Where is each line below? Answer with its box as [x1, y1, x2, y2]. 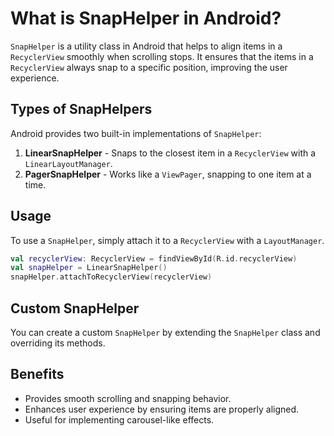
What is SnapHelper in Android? [10, 7, 282, 30]
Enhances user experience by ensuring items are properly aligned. [24, 403, 300, 415]
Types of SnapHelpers [10, 101, 153, 118]
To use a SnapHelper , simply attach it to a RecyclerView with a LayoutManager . [10, 234, 325, 246]
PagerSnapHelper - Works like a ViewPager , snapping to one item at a [24, 168, 312, 180]
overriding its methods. [10, 337, 106, 349]
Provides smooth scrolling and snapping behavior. [24, 392, 232, 404]
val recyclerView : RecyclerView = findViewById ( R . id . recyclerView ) [10, 253, 298, 264]
